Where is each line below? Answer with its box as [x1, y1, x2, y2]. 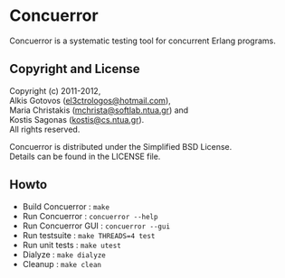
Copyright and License [9, 61, 140, 77]
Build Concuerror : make [22, 200, 110, 212]
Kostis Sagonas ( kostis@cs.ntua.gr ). [9, 114, 145, 125]
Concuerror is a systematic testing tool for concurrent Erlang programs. [9, 35, 276, 46]
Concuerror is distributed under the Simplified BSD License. [9, 141, 233, 152]
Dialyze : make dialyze [22, 249, 106, 260]
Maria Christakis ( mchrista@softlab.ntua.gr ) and [9, 105, 189, 116]
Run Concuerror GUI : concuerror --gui [22, 220, 170, 231]
